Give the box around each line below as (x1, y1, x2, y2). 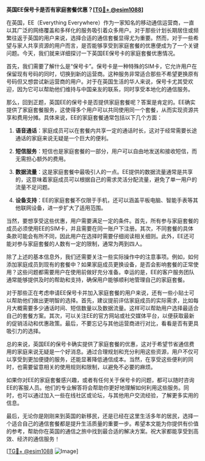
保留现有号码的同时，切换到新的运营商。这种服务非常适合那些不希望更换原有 (6, 70, 199, 77)
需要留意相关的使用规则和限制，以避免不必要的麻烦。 (22, 364, 156, 370)
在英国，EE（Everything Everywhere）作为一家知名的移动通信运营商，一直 (6, 19, 195, 26)
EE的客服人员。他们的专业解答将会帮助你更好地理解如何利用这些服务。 (6, 384, 184, 391)
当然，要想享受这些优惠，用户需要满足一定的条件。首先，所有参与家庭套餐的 (6, 217, 199, 224)
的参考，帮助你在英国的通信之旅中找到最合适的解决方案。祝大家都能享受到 (6, 428, 193, 435)
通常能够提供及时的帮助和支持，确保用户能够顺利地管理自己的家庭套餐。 (6, 276, 188, 283)
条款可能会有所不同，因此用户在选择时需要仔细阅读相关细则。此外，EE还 (6, 233, 189, 239)
